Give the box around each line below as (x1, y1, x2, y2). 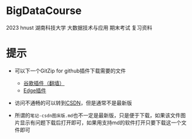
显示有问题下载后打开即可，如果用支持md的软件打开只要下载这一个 (19, 119, 181, 126)
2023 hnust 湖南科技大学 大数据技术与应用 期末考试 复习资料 (6, 24, 153, 31)
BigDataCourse (6, 4, 82, 18)
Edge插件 (23, 86, 47, 94)
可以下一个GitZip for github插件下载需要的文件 (14, 67, 126, 74)
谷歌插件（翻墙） (23, 79, 65, 86)
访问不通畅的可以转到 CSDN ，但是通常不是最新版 (14, 99, 132, 106)
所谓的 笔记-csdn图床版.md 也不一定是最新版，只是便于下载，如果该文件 (14, 112, 181, 119)
